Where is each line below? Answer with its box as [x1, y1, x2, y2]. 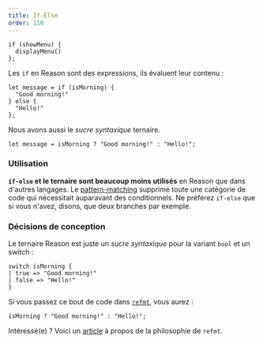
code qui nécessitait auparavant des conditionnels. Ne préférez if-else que [8, 192, 256, 202]
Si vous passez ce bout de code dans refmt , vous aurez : [8, 297, 193, 307]
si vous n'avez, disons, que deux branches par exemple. [8, 201, 191, 211]
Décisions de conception [8, 221, 106, 232]
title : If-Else [8, 11, 58, 20]
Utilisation [8, 158, 49, 170]
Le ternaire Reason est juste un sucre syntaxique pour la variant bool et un [8, 239, 250, 248]
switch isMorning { [8, 263, 73, 270]
